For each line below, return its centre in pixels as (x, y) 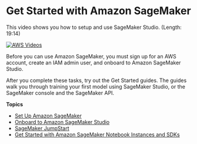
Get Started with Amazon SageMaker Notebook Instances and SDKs (97, 135)
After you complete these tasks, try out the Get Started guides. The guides (96, 80)
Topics (15, 104)
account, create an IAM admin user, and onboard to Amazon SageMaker (94, 63)
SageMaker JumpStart (42, 128)
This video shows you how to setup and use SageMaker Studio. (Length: (94, 27)
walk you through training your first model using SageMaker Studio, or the (96, 86)
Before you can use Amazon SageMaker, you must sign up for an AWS (91, 56)
